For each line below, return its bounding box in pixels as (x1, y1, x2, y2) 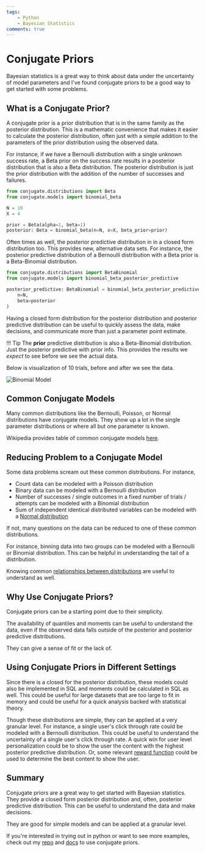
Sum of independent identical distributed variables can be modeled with (15, 506, 196, 513)
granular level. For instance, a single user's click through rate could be (6, 723, 183, 730)
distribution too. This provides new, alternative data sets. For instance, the (6, 245, 192, 252)
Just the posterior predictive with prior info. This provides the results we (6, 345, 188, 353)
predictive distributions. (6, 632, 66, 640)
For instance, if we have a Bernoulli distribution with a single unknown (6, 151, 182, 157)
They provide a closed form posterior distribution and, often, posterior (6, 795, 182, 803)
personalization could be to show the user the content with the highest (6, 742, 184, 749)
